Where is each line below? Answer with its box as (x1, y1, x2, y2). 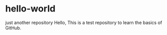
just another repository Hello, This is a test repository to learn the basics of (5, 19, 162, 25)
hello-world (5, 3, 56, 14)
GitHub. (5, 24, 21, 30)
